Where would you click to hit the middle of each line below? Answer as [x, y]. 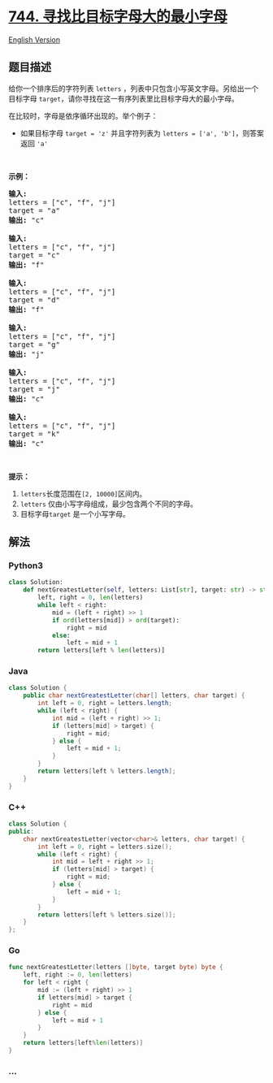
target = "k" [35, 434]
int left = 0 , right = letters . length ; [105, 704]
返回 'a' [34, 143]
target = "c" [35, 255]
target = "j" [35, 389]
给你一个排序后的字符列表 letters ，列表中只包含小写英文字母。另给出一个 [133, 88]
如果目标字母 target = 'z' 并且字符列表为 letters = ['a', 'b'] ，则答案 [142, 133]
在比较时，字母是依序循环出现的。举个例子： [83, 115]
